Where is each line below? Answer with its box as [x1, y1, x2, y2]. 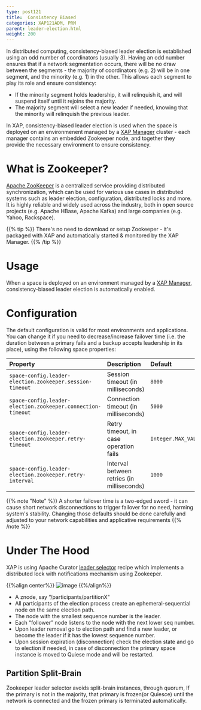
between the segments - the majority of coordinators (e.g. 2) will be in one [6, 67, 190, 74]
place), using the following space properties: [6, 345, 117, 353]
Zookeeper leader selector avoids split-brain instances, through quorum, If [6, 684, 190, 691]
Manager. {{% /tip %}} [6, 238, 62, 246]
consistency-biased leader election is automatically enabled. [6, 286, 156, 293]
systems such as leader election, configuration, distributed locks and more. [6, 195, 192, 202]
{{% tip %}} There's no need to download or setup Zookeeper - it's [6, 226, 172, 233]
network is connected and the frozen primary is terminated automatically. [6, 697, 187, 704]
